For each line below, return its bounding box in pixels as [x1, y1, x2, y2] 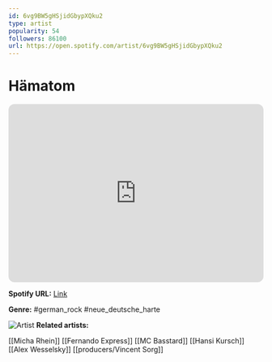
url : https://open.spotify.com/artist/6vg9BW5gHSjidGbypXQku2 [8, 42, 223, 50]
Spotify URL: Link [8, 289, 68, 299]
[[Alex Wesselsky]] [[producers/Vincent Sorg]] [8, 345, 164, 355]
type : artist [8, 19, 53, 28]
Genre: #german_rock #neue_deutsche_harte [8, 305, 160, 314]
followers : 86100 [8, 34, 67, 43]
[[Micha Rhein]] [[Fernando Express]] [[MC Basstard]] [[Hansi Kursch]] [8, 336, 245, 346]
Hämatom [8, 77, 75, 96]
